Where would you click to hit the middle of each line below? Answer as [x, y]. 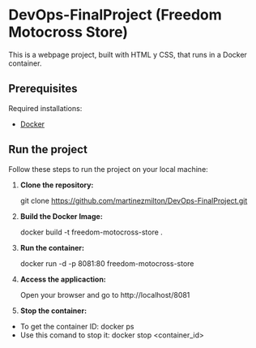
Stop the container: [53, 311]
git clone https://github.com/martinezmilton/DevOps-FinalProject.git [134, 200]
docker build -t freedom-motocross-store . [92, 232]
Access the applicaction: [63, 279]
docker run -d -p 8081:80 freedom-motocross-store [107, 263]
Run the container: [52, 247]
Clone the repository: [57, 185]
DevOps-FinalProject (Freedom [115, 15]
